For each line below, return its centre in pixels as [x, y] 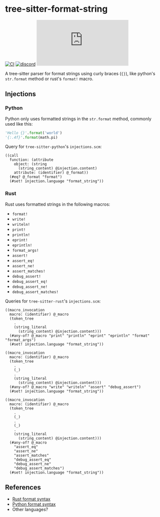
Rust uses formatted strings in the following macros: [58, 204]
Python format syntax [34, 504]
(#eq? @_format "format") [36, 177]
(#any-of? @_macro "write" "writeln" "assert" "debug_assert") [75, 387]
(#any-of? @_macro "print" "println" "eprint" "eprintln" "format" [80, 336]
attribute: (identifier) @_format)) [51, 173]
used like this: [19, 124]
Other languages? [30, 510]
